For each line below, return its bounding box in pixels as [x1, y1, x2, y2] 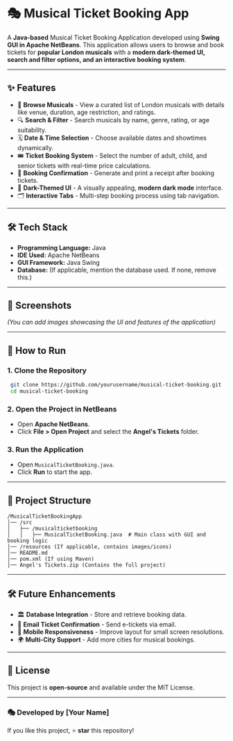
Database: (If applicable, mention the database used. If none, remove [17, 266, 217, 274]
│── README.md [7, 550, 49, 557]
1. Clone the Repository [7, 366, 87, 375]
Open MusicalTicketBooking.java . [17, 460, 114, 469]
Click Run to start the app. [17, 468, 92, 476]
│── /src [7, 519, 33, 526]
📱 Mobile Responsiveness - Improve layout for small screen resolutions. [17, 628, 225, 636]
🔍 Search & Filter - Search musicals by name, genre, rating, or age [17, 115, 210, 124]
